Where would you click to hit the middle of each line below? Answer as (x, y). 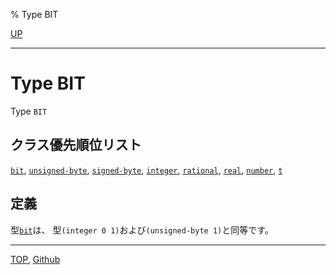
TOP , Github (35, 259)
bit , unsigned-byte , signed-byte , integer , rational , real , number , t (146, 170)
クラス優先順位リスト (76, 145)
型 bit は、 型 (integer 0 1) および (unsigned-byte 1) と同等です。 (142, 230)
